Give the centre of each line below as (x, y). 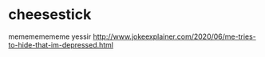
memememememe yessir (50, 36)
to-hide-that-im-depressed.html (61, 44)
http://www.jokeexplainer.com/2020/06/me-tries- (175, 36)
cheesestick (50, 15)
